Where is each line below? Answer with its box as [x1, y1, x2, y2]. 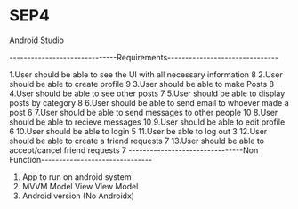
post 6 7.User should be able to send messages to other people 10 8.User [9, 107, 278, 117]
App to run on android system [21, 171, 132, 182]
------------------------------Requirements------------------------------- [9, 52, 278, 62]
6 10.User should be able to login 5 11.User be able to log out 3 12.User [9, 125, 268, 136]
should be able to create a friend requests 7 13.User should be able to [9, 135, 265, 146]
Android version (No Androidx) [21, 190, 135, 201]
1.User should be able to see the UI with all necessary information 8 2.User [9, 68, 283, 80]
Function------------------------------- [9, 154, 153, 165]
